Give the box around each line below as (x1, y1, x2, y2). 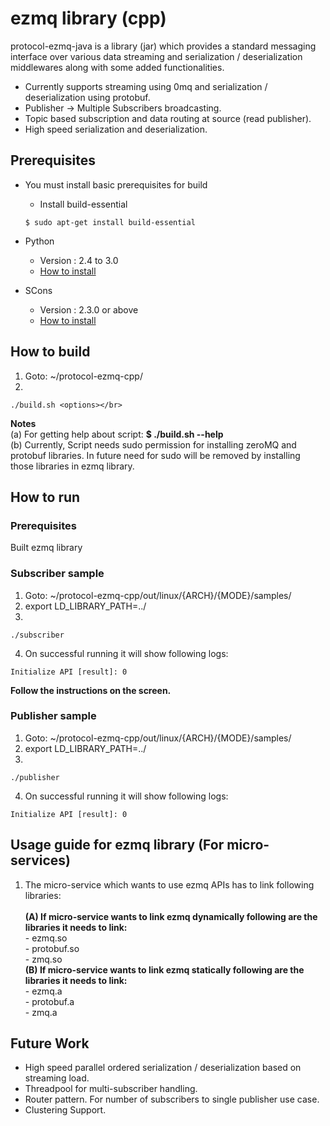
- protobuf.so (24, 942, 80, 954)
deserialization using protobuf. (24, 91, 151, 103)
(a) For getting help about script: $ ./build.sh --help (10, 428, 224, 440)
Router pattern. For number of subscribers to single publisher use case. (24, 1093, 320, 1106)
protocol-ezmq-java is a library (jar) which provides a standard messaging (10, 40, 317, 52)
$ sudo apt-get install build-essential (24, 217, 196, 227)
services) (10, 852, 71, 869)
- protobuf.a (24, 995, 75, 1007)
